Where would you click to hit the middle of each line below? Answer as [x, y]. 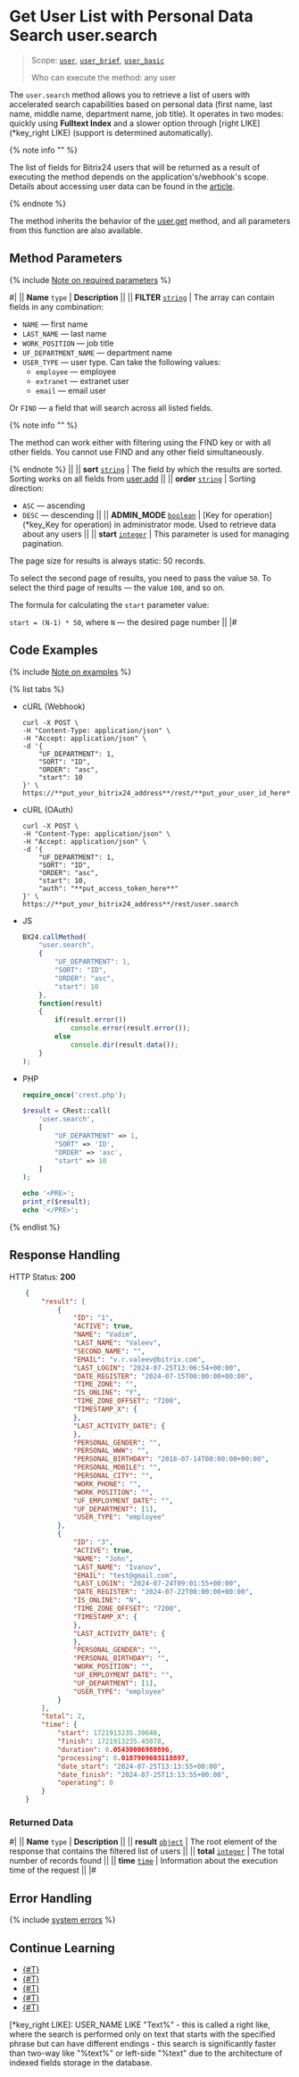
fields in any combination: [57, 306]
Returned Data [42, 1822]
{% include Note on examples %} [71, 671]
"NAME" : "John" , [103, 1559]
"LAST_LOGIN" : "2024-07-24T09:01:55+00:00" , [157, 1584]
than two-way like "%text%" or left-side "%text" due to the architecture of [146, 2053]
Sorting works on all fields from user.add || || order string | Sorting [133, 479]
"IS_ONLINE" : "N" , [107, 1600]
